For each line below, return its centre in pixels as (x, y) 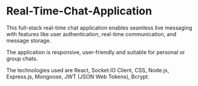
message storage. (29, 40)
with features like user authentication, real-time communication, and (91, 34)
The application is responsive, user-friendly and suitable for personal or (96, 52)
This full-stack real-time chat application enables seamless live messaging (99, 28)
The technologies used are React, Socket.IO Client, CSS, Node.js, (88, 70)
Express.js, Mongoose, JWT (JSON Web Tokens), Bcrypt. (78, 76)
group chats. (22, 58)
